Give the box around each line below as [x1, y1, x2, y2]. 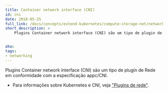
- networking [5, 53, 32, 58]
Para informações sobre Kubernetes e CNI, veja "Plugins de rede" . [12, 82, 149, 88]
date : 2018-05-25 [5, 16, 41, 21]
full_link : [5, 21, 28, 26]
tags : [5, 48, 16, 53]
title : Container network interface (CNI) [5, 7, 95, 12]
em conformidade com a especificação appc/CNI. [5, 72, 108, 78]
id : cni [5, 12, 21, 17]
